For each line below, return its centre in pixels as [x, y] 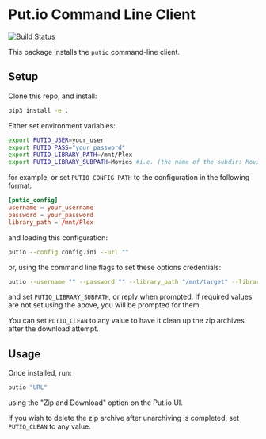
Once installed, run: [40, 373]
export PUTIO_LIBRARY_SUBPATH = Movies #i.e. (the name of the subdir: [125, 162]
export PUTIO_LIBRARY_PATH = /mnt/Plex [70, 155]
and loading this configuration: [58, 237]
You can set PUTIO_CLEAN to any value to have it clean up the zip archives [127, 321]
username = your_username [51, 208]
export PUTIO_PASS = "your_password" [67, 147]
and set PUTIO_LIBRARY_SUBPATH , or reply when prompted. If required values [130, 297]
